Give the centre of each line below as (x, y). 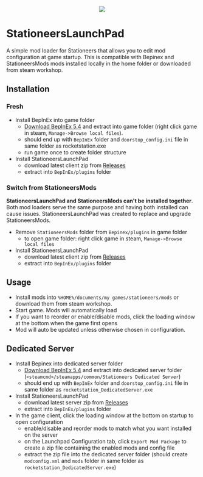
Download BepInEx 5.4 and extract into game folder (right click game (111, 126)
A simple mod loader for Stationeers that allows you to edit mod (86, 50)
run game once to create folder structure (75, 152)
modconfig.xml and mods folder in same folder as (84, 461)
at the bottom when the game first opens (66, 323)
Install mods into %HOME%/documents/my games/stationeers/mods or (97, 297)
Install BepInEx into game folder (55, 120)
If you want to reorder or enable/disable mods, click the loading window (105, 317)
